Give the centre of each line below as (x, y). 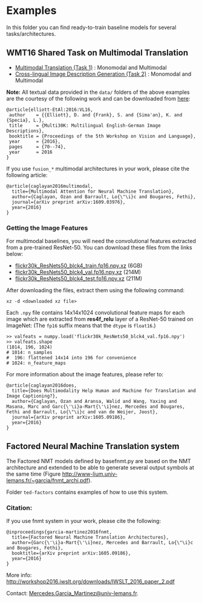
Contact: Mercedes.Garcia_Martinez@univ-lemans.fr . (73, 593)
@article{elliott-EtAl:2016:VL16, (50, 110)
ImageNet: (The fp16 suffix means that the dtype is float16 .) (81, 325)
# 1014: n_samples (29, 353)
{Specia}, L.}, (25, 120)
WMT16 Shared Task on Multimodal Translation (97, 53)
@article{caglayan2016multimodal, (50, 186)
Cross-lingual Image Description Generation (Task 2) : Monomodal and (103, 74)
